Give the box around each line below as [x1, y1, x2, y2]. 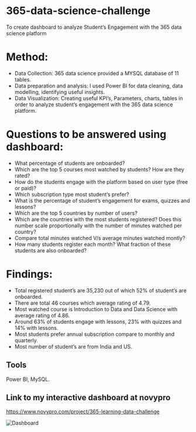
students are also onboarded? [14, 247, 87, 254]
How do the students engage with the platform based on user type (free [14, 178, 188, 185]
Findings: [6, 268, 53, 281]
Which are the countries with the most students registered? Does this [14, 215, 182, 222]
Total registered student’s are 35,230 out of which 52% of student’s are [14, 286, 187, 294]
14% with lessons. [14, 324, 59, 331]
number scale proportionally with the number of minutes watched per [14, 222, 183, 229]
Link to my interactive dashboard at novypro [6, 392, 171, 403]
